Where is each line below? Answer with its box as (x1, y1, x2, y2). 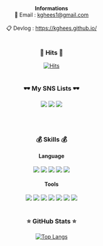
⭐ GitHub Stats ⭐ (26, 217, 77, 225)
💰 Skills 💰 (36, 135, 67, 144)
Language (38, 152, 65, 160)
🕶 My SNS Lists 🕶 (23, 84, 80, 93)
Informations (35, 5, 68, 12)
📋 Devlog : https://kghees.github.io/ (6, 24, 97, 32)
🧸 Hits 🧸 (39, 48, 64, 57)
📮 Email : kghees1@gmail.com (14, 11, 89, 18)
